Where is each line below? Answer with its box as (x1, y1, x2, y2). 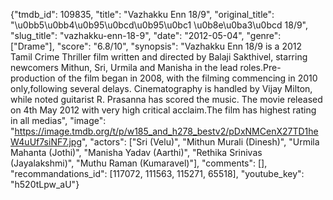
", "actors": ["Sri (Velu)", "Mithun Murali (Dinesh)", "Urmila (81, 136, 320, 148)
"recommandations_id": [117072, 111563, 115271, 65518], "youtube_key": (10, 168, 305, 179)
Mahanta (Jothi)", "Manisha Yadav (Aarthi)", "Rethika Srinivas (10, 147, 263, 158)
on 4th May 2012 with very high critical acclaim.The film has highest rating (10, 104, 317, 116)
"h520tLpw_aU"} (10, 179, 80, 190)
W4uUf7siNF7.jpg (10, 136, 82, 148)
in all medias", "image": (10, 115, 107, 126)
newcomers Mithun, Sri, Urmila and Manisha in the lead (10, 62, 238, 73)
